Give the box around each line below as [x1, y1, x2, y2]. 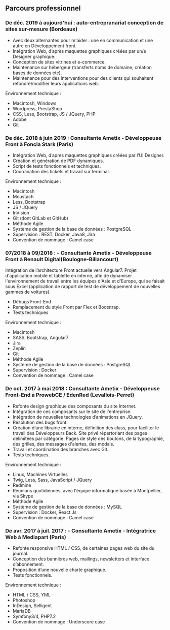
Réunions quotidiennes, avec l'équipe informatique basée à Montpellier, [12, 487, 162, 493]
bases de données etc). [12, 70, 62, 76]
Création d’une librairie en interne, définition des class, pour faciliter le [12, 424, 159, 431]
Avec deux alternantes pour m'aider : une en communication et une [12, 37, 153, 43]
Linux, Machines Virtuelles [12, 471, 68, 477]
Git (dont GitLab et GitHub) [12, 215, 68, 221]
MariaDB [12, 608, 31, 614]
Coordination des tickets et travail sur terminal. [12, 168, 110, 174]
